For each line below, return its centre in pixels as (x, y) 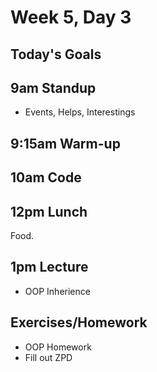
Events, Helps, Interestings (80, 112)
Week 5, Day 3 (71, 17)
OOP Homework (58, 347)
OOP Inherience (57, 291)
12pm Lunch (49, 211)
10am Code (46, 177)
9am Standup (53, 87)
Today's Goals (56, 54)
